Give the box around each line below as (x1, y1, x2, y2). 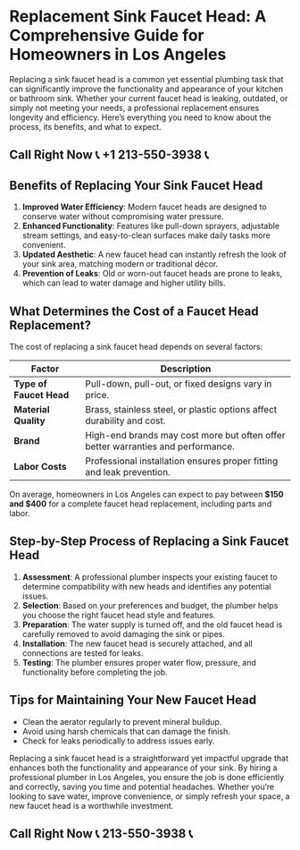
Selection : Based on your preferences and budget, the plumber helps (21, 599, 279, 610)
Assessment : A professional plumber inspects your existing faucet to (21, 571, 279, 582)
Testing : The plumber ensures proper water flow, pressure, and (21, 657, 257, 667)
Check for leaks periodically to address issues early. (21, 735, 215, 746)
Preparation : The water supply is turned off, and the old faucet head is (21, 619, 283, 630)
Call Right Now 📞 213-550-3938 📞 (9, 826, 194, 841)
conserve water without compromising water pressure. (21, 211, 225, 222)
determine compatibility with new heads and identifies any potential (21, 581, 271, 591)
